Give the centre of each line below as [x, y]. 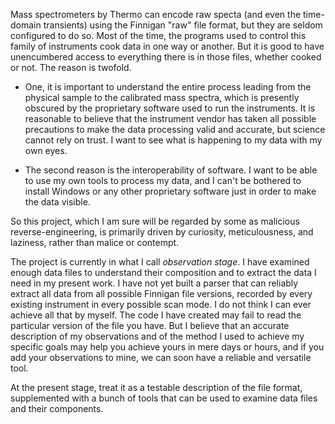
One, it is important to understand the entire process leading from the [168, 87]
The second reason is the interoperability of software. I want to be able [171, 170]
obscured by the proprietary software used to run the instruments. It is [170, 108]
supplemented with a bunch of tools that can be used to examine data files [164, 398]
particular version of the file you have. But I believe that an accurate [150, 325]
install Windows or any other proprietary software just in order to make [170, 191]
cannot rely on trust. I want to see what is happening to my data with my [173, 140]
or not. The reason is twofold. [71, 67]
